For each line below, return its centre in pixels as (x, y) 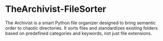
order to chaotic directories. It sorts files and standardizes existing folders (81, 28)
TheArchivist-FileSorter (56, 9)
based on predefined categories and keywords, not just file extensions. (78, 33)
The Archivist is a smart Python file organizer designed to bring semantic (80, 23)
